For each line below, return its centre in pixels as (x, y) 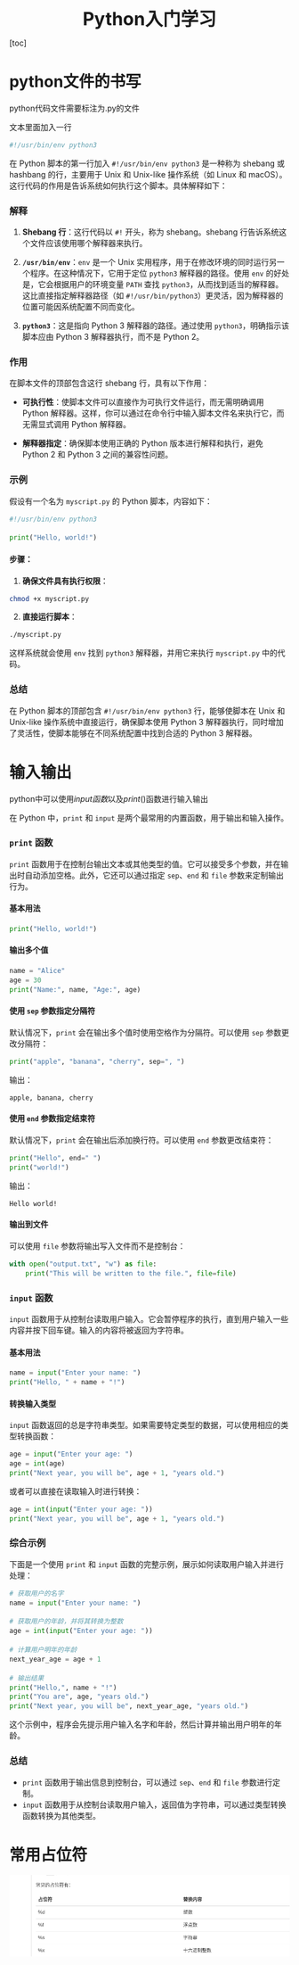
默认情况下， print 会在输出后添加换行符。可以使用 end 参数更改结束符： (141, 1140)
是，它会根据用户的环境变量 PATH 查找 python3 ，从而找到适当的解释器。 (153, 285)
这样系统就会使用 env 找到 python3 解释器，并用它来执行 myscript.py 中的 (143, 653)
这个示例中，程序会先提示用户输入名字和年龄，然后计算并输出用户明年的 (141, 1724)
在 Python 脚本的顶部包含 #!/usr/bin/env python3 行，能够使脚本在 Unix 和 (147, 710)
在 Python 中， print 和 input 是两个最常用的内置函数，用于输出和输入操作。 (149, 817)
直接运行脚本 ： (49, 617)
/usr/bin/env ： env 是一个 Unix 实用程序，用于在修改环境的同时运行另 (149, 262)
